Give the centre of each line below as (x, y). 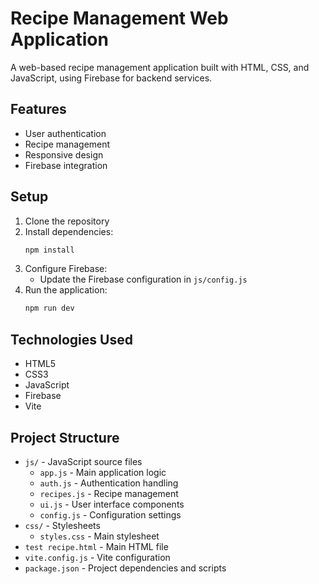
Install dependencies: (69, 231)
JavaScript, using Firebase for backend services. (111, 78)
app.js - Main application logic (103, 472)
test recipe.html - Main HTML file (96, 546)
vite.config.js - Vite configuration (97, 557)
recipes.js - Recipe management (109, 493)
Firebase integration (66, 165)
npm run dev (49, 308)
